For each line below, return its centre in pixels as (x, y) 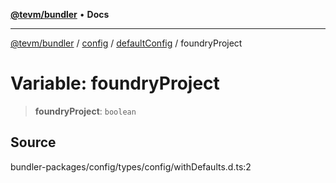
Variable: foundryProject (115, 83)
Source (33, 142)
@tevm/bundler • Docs (60, 14)
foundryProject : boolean (85, 111)
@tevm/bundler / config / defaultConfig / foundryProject (126, 43)
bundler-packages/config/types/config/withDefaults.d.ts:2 (131, 166)
